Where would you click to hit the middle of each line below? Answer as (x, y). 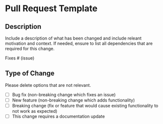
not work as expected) (35, 111)
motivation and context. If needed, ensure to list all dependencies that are (79, 43)
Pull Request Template (51, 9)
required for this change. (30, 49)
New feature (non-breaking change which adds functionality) (73, 100)
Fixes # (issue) (20, 58)
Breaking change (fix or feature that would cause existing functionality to (85, 105)
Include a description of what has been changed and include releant (73, 38)
